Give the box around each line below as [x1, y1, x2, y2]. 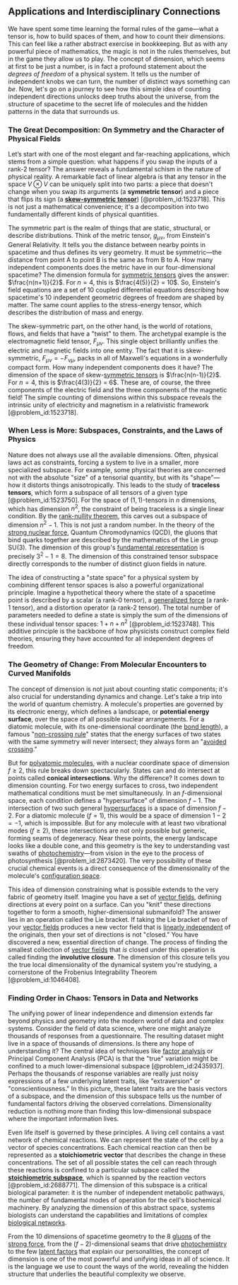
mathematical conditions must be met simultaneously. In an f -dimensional [8, 789, 222, 797]
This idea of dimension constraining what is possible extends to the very [8, 885, 219, 893]
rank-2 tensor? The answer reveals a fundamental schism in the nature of [8, 165, 222, 173]
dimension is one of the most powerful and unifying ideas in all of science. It [8, 1255, 230, 1263]
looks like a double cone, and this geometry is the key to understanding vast [8, 841, 230, 850]
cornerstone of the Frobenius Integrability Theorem [8, 968, 157, 976]
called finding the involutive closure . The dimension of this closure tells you [8, 952, 230, 961]
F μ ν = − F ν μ [42, 353, 75, 364]
